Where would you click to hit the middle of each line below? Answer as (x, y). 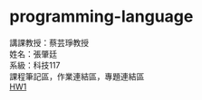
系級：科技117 (35, 65)
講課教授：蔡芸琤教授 (49, 42)
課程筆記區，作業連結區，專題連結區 (77, 76)
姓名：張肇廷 (33, 54)
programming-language (101, 17)
